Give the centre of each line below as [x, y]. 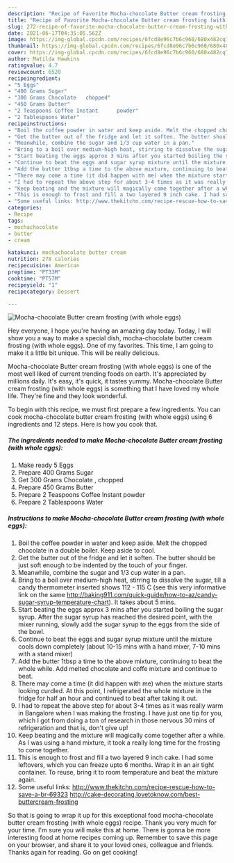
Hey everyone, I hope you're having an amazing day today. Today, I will [109, 331]
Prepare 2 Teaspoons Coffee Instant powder [81, 495]
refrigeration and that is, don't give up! [73, 728]
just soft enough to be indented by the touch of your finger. [102, 565]
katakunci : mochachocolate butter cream [67, 253]
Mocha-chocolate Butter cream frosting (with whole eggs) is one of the [110, 367]
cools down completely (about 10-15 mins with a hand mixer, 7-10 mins [119, 647]
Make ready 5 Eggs [45, 465]
